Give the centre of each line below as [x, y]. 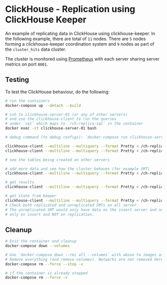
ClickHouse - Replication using [70, 9]
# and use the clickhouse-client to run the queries [61, 119]
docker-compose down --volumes [38, 246]
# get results [20, 182]
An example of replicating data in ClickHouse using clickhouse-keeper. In [80, 33]
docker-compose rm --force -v [37, 278]
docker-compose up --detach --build [43, 105]
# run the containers [28, 101]
